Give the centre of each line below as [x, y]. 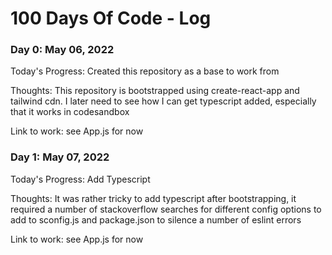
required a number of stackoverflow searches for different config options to [166, 209]
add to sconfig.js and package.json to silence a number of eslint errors [156, 219]
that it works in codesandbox [70, 112]
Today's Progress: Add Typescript [80, 179]
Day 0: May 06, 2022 [62, 50]
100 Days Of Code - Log [111, 18]
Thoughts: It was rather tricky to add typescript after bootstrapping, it [153, 198]
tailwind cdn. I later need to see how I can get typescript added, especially [163, 101]
